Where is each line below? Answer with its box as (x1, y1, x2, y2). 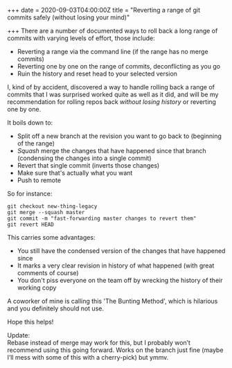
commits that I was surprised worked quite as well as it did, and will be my (7, 90, 219, 98)
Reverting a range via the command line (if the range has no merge (17, 48, 209, 55)
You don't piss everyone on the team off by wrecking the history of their (17, 277, 223, 284)
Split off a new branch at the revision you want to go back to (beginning (17, 132, 222, 140)
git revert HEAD (7, 221, 54, 228)
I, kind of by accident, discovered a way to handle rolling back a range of (7, 83, 215, 91)
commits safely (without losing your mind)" (7, 13, 130, 21)
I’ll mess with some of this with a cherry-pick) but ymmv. (7, 353, 169, 361)
